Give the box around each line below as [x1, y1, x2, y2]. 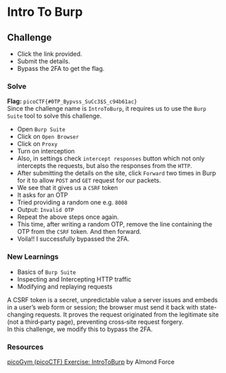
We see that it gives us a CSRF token [16, 184, 118, 192]
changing [7, 310, 34, 319]
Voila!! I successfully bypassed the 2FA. [16, 235, 130, 243]
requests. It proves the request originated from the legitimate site [35, 310, 219, 319]
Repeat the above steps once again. [16, 213, 119, 221]
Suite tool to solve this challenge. [7, 111, 102, 120]
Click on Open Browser [16, 132, 79, 141]
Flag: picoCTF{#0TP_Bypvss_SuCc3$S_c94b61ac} [7, 97, 137, 105]
